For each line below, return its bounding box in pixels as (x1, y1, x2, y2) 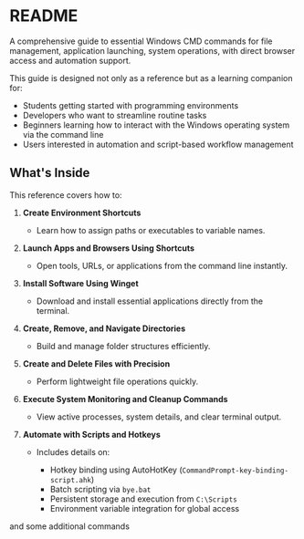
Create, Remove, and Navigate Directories (22, 323, 186, 334)
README (9, 5, 79, 26)
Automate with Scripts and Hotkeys (22, 429, 162, 440)
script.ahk (49, 475, 91, 484)
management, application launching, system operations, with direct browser (9, 45, 295, 56)
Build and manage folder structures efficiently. (36, 340, 211, 351)
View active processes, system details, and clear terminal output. (36, 411, 282, 422)
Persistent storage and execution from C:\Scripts (49, 493, 237, 504)
